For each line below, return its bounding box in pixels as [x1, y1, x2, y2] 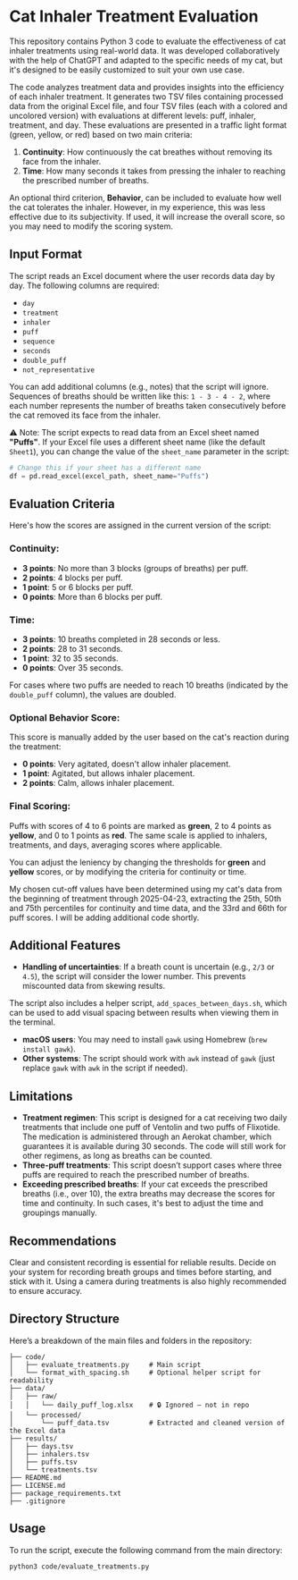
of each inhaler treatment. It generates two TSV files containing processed [9, 91, 284, 102]
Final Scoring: [9, 800, 71, 813]
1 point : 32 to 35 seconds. [21, 653, 119, 663]
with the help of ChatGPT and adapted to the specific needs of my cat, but [9, 55, 283, 65]
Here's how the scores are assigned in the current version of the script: [9, 520, 272, 531]
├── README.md [9, 1473, 62, 1482]
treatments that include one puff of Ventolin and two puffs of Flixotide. [21, 1122, 281, 1133]
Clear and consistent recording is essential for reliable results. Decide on [9, 1256, 277, 1267]
